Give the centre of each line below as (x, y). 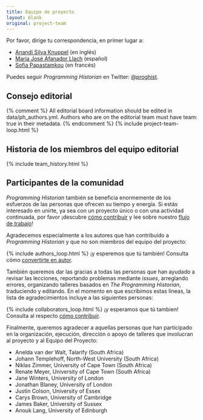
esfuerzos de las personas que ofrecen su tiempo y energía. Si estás (92, 204)
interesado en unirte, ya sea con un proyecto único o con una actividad (95, 210)
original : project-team (36, 23)
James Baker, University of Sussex (58, 404)
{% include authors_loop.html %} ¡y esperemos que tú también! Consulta (98, 253)
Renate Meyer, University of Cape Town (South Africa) (83, 371)
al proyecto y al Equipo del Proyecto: (52, 340)
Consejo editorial (39, 96)
